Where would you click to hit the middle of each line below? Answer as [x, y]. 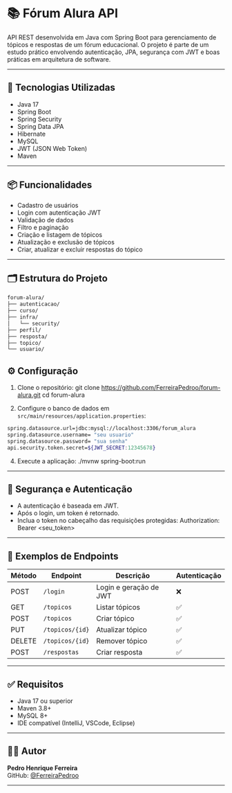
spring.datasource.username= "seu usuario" [71, 435]
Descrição [133, 576]
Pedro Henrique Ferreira [42, 768]
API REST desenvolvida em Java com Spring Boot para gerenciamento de [112, 37]
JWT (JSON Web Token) [52, 148]
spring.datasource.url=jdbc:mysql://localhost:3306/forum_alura [101, 429]
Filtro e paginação [43, 227]
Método [23, 576]
